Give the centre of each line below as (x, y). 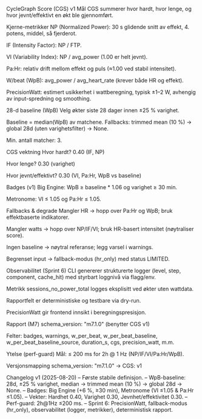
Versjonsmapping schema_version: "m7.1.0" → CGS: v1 (74, 366)
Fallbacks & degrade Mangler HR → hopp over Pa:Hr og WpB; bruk (89, 211)
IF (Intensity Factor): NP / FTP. (44, 45)
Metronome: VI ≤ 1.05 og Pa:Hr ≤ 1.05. (54, 199)
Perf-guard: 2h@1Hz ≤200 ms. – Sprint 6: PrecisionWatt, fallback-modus (97, 403)
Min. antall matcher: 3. (34, 140)
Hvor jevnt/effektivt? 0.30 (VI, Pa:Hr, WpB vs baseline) (74, 176)
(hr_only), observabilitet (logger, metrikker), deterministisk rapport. (89, 410)
